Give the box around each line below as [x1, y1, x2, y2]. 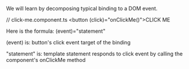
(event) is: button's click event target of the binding [6, 39, 131, 46]
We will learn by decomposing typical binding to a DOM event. [6, 5, 158, 12]
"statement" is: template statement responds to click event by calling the [6, 50, 183, 57]
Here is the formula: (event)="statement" [6, 27, 106, 34]
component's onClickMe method [6, 57, 86, 63]
